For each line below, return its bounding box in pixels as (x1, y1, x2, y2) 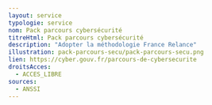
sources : (8, 77, 37, 85)
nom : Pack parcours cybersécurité (8, 26, 123, 34)
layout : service (8, 11, 62, 20)
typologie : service (8, 19, 73, 27)
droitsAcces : (8, 63, 52, 71)
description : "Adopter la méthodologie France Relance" (8, 41, 197, 49)
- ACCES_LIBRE (15, 70, 62, 78)
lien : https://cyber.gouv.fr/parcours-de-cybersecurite (8, 56, 197, 64)
